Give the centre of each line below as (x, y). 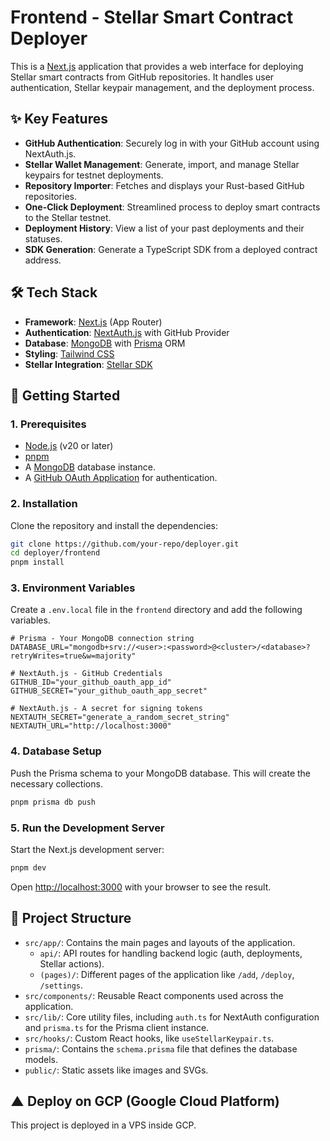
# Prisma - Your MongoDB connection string (102, 639)
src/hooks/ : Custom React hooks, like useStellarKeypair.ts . (149, 1038)
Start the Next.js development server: (87, 849)
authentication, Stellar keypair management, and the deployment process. (162, 87)
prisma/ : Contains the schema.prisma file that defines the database (161, 1048)
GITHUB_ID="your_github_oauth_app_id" (91, 682)
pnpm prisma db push (53, 802)
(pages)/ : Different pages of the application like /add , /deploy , (167, 974)
